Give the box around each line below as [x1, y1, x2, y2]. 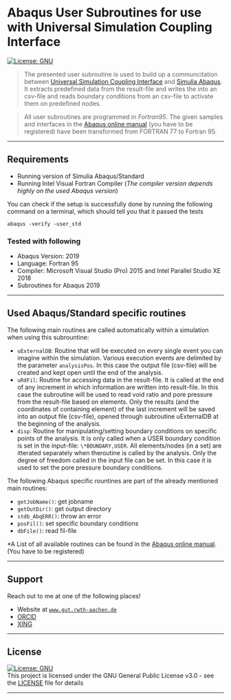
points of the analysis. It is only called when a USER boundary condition [16, 434, 221, 442]
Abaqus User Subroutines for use [7, 5, 201, 21]
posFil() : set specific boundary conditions [16, 519, 139, 527]
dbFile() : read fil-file [16, 526, 77, 534]
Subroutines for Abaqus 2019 [16, 281, 100, 289]
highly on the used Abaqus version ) [16, 186, 118, 195]
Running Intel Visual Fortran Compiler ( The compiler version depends [16, 179, 213, 187]
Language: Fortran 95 [16, 259, 79, 267]
